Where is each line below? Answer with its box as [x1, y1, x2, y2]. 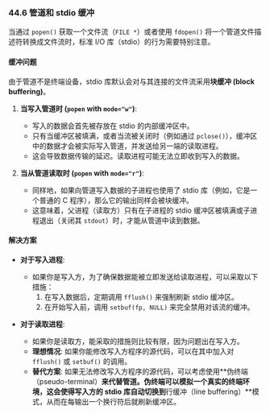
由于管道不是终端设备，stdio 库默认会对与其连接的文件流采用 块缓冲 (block [8, 77, 255, 86]
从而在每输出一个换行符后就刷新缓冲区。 [46, 396, 181, 406]
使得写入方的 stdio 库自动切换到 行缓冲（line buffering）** [60, 387, 252, 396]
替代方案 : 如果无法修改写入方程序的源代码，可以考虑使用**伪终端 [31, 366, 248, 376]
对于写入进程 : [19, 255, 65, 264]
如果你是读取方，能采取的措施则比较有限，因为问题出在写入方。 [31, 336, 244, 346]
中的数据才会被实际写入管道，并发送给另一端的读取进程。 [31, 141, 223, 151]
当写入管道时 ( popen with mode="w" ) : [19, 103, 137, 114]
